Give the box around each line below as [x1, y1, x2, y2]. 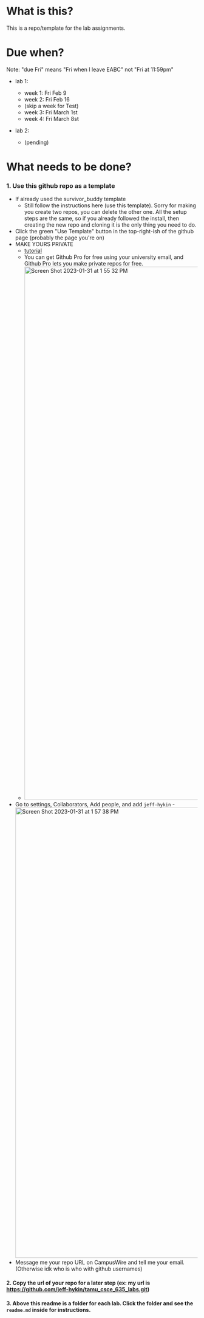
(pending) [24, 139, 49, 146]
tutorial [24, 247, 42, 255]
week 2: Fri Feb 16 [24, 95, 70, 103]
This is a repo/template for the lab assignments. [6, 24, 126, 32]
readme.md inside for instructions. [6, 1306, 91, 1313]
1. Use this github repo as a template [6, 181, 115, 190]
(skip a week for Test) [24, 102, 79, 109]
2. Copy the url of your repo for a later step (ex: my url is [6, 1279, 151, 1286]
